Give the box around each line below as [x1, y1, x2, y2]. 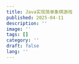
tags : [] [6, 32, 29, 38]
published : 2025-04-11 [6, 15, 64, 21]
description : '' [6, 20, 47, 26]
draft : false [6, 43, 39, 49]
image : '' [6, 26, 32, 32]
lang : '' [6, 49, 29, 55]
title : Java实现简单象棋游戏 [6, 9, 73, 15]
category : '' [6, 37, 39, 43]
